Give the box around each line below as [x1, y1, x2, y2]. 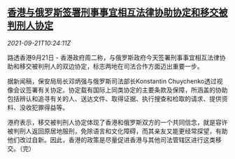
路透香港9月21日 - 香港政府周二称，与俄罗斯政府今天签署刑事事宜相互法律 [7, 53, 220, 62]
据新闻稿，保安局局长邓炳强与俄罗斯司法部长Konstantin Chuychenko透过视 [7, 76, 223, 85]
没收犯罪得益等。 [19, 103, 69, 111]
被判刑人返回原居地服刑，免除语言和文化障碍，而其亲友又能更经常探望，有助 [7, 127, 228, 135]
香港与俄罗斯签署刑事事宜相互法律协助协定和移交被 [7, 6, 228, 19]
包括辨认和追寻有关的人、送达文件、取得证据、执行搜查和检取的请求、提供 [7, 94, 222, 103]
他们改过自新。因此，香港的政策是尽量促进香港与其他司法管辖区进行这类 [7, 135, 215, 144]
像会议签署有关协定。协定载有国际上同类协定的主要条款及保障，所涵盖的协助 [7, 85, 228, 94]
